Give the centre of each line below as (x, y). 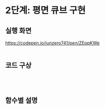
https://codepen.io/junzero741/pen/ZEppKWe (52, 43)
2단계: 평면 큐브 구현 (45, 10)
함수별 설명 (22, 101)
